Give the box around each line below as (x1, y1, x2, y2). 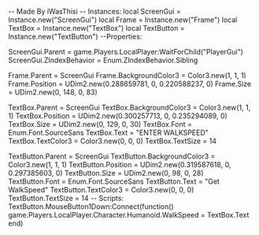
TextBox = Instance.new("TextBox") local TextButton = (8, 24, 185, 32)
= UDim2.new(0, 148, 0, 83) (8, 88, 98, 97)
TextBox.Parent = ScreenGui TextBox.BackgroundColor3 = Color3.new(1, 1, (8, 103, 251, 112)
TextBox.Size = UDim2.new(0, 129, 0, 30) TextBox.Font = (8, 120, 193, 129)
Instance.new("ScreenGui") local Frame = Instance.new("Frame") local (8, 15, 238, 24)
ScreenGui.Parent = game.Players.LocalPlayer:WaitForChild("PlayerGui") (8, 47, 244, 56)
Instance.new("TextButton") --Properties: (8, 32, 142, 41)
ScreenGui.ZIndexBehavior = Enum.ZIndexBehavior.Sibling (8, 55, 198, 65)
